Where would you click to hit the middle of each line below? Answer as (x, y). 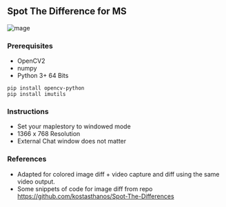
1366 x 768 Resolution (49, 134)
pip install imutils (37, 95)
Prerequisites (30, 46)
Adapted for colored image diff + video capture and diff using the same (118, 174)
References (27, 159)
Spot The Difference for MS (67, 11)
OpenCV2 (31, 61)
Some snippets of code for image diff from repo (85, 188)
